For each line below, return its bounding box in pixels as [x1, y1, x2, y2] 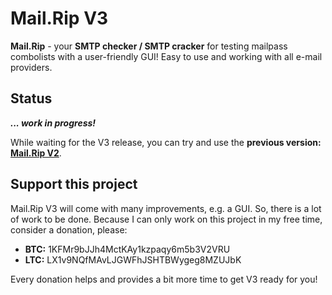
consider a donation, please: [10, 223, 128, 236]
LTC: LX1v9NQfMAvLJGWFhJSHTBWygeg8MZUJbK [24, 253, 242, 266]
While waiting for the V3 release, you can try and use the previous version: [10, 136, 322, 148]
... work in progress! [10, 117, 97, 129]
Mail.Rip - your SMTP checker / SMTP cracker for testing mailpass [10, 40, 288, 52]
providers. [10, 61, 53, 73]
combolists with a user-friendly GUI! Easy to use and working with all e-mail [10, 50, 323, 62]
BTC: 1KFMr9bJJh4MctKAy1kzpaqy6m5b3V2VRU [24, 243, 231, 255]
